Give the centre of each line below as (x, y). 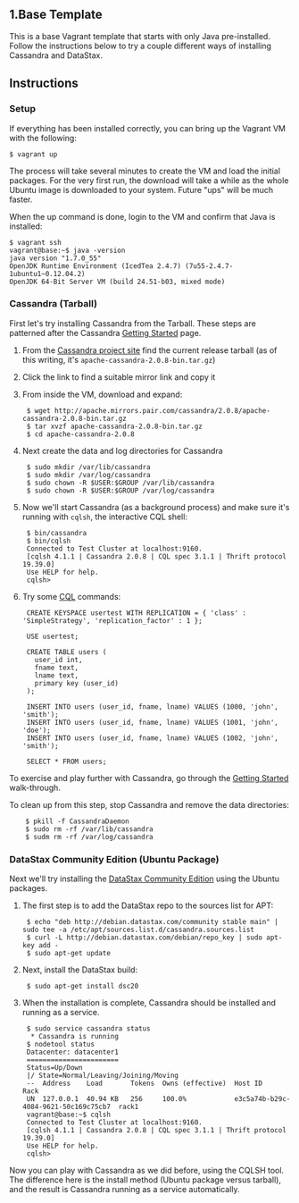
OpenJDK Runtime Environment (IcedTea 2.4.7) (95, 266)
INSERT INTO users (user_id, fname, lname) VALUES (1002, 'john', (152, 738)
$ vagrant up (33, 154)
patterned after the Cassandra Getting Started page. (105, 332)
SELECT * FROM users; (66, 761)
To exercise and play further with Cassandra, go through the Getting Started (149, 778)
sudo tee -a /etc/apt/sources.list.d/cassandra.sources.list (138, 930)
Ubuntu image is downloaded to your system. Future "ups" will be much (141, 189)
